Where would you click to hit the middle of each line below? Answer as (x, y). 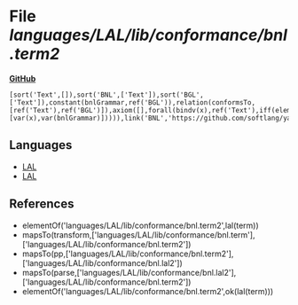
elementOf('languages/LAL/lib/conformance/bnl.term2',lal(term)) (140, 225)
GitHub (23, 78)
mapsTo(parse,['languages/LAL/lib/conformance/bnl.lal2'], (129, 272)
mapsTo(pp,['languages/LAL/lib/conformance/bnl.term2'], (128, 254)
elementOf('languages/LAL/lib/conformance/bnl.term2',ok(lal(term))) (148, 291)
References (42, 204)
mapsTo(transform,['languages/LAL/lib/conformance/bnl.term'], (138, 235)
